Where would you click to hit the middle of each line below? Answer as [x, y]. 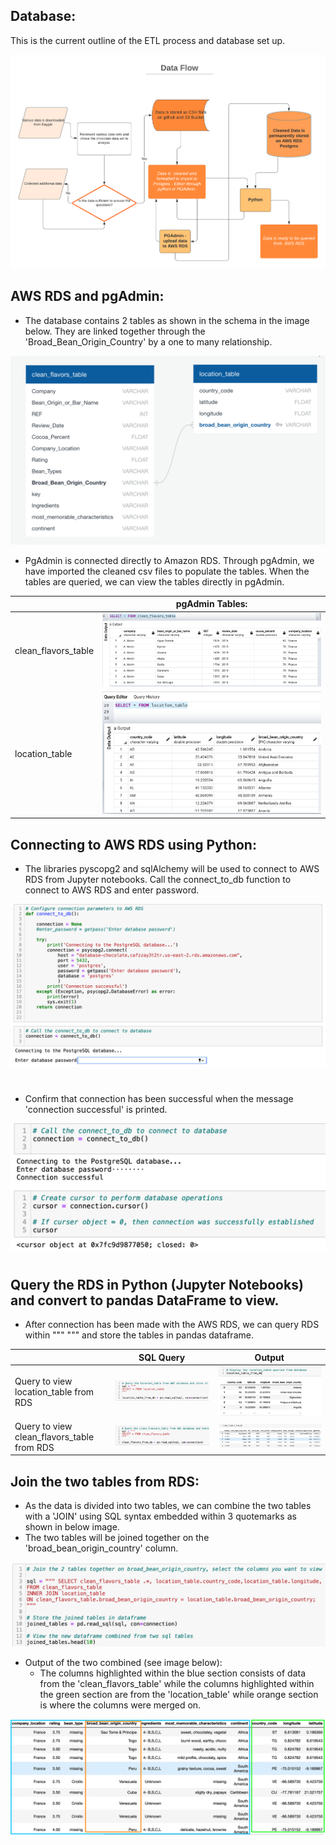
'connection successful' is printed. [96, 1110]
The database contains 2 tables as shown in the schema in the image [167, 320]
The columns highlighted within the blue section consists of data [173, 1673]
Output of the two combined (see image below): [123, 1663]
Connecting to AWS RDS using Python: [133, 844]
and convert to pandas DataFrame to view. [145, 1300]
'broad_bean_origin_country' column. [101, 1548]
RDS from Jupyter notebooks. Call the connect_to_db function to [158, 880]
